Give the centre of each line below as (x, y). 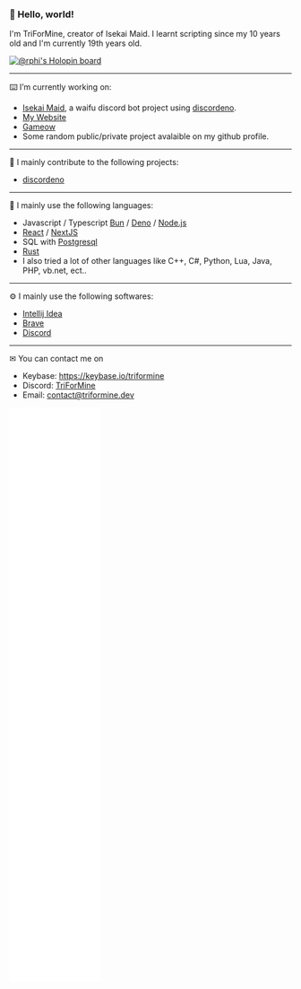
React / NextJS (50, 232)
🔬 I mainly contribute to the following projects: (94, 162)
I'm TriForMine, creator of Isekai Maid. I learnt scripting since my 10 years (145, 34)
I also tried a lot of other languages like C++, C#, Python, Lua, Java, (147, 261)
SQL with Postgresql (60, 242)
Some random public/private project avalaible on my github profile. (146, 136)
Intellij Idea (42, 314)
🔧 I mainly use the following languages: (82, 206)
